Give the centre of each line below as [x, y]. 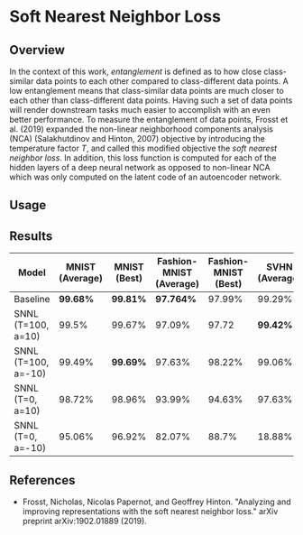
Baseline [32, 300]
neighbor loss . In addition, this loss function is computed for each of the [143, 158]
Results [31, 236]
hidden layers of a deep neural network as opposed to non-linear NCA [140, 167]
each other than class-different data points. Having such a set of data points [151, 100]
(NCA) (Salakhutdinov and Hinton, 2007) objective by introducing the [138, 138]
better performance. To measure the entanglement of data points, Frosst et [149, 120]
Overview [37, 50]
